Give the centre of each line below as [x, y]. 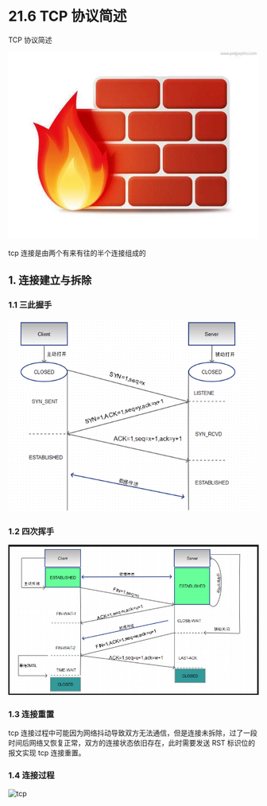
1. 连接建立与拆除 [50, 280]
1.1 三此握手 [30, 305]
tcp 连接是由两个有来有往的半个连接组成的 [77, 253]
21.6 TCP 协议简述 [68, 16]
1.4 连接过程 [31, 776]
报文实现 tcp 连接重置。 [47, 753]
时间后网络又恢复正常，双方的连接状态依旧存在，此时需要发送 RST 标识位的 [132, 743]
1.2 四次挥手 [31, 531]
